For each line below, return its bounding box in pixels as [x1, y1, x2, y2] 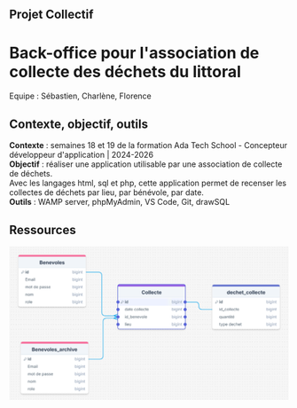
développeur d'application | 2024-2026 [9, 150, 153, 161]
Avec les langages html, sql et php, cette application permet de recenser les [9, 177, 286, 189]
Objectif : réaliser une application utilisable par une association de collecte [9, 159, 283, 169]
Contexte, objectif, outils [9, 116, 149, 131]
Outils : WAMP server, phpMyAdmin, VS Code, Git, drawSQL [9, 197, 231, 208]
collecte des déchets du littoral [9, 61, 242, 82]
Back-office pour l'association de [9, 43, 260, 63]
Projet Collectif [9, 7, 94, 22]
